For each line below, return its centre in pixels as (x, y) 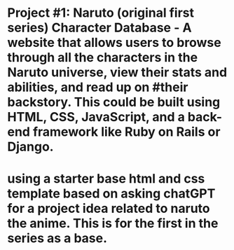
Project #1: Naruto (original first (101, 13)
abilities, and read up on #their (98, 87)
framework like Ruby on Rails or (126, 132)
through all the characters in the (103, 58)
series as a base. (57, 238)
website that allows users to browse (115, 43)
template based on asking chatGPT (111, 194)
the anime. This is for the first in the (113, 224)
